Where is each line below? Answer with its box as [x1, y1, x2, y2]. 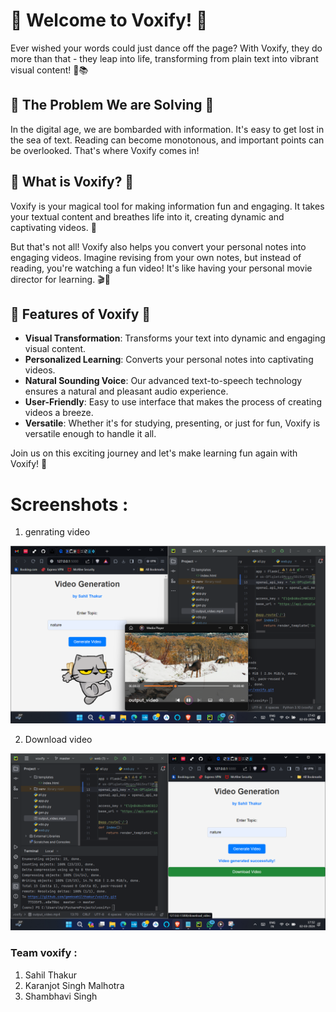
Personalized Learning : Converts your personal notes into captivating [24, 354, 314, 366]
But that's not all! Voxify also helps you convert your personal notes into [10, 240, 307, 253]
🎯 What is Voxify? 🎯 [10, 174, 135, 191]
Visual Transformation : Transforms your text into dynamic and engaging [24, 332, 326, 344]
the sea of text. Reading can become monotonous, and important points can [10, 134, 325, 146]
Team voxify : [10, 946, 78, 960]
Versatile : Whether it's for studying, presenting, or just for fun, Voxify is [24, 417, 321, 429]
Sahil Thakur [24, 969, 78, 981]
